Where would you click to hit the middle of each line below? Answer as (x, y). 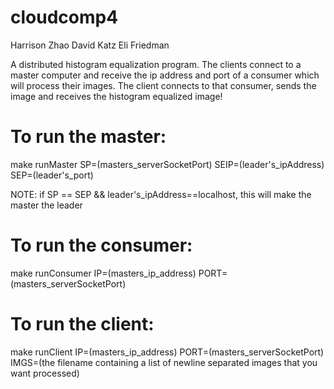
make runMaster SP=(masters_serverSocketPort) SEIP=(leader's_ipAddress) (167, 164)
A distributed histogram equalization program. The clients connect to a (156, 64)
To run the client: (82, 324)
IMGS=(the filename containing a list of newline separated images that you (164, 362)
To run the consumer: (101, 245)
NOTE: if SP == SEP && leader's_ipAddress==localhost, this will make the (161, 194)
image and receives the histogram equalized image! (116, 96)
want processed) (45, 373)
